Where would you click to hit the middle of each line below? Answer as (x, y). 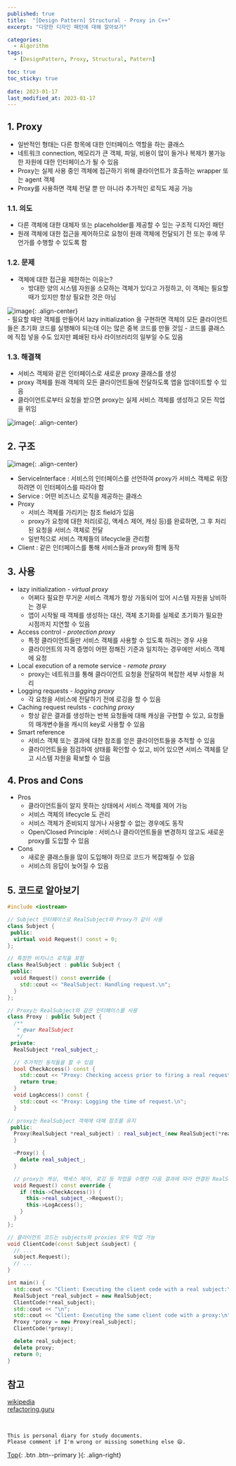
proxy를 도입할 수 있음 (59, 841)
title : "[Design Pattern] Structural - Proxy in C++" (89, 20)
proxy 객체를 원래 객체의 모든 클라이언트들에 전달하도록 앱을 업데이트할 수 (118, 382)
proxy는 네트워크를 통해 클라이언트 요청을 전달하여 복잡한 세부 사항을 (122, 674)
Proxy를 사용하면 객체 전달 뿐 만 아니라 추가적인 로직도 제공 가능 (105, 189)
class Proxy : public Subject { (54, 1017)
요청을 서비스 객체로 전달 (69, 530)
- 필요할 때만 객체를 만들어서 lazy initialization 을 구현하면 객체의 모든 (103, 319)
